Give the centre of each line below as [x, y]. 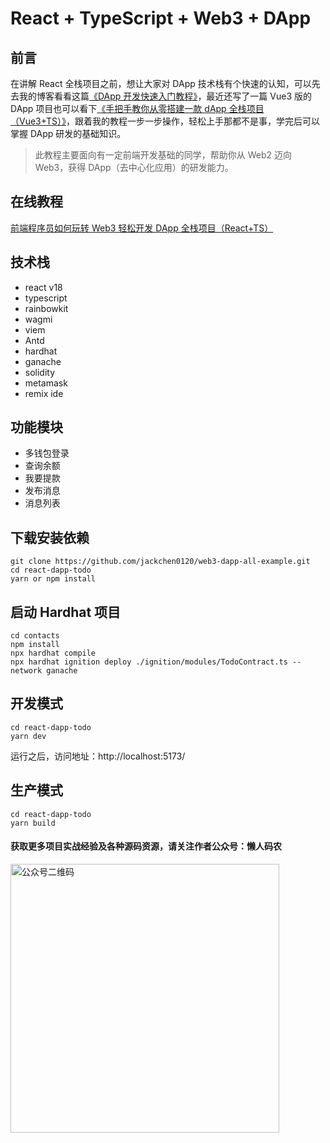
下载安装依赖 [50, 537]
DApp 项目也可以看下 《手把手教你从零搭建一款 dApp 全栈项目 [137, 108]
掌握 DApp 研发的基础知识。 [68, 133]
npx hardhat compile [53, 653]
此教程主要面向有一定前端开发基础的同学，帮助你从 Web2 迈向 [163, 155]
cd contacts [35, 636]
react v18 [43, 287]
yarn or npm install [53, 579]
